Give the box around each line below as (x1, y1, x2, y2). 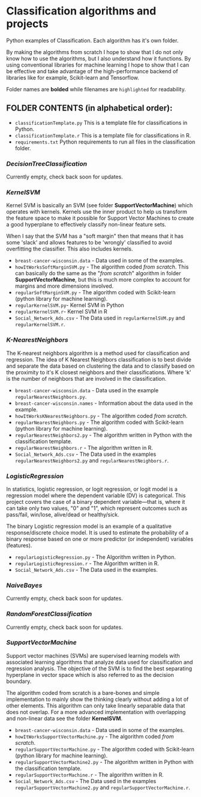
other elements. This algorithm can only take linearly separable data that (6, 702, 185, 709)
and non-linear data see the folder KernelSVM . (6, 715, 123, 722)
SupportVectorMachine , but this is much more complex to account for (14, 276, 191, 283)
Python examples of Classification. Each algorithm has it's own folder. (6, 37, 179, 44)
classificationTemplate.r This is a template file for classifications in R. (14, 132, 191, 139)
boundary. (6, 677, 32, 685)
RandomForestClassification (6, 610, 92, 618)
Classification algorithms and (6, 4, 157, 18)
